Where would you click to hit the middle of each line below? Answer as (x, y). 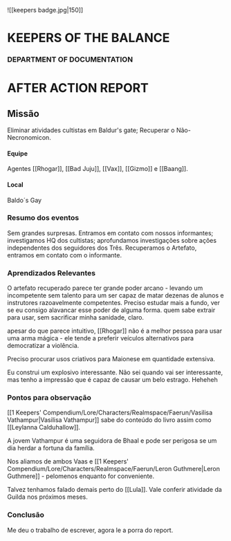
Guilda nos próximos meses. (47, 497)
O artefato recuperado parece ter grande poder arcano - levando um (105, 288)
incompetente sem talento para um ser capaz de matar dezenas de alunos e (115, 295)
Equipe (18, 153)
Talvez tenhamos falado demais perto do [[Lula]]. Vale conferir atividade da (115, 490)
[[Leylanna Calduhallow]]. (44, 428)
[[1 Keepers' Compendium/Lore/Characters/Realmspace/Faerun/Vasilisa (110, 413)
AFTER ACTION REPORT (78, 88)
